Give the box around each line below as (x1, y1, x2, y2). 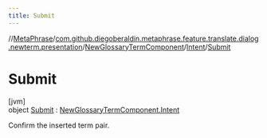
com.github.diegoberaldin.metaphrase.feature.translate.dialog (55, 34, 259, 43)
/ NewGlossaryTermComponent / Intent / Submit (82, 41, 231, 52)
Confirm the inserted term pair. (8, 120, 110, 130)
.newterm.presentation (8, 41, 83, 52)
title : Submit (8, 11, 56, 20)
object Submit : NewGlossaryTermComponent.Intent (8, 104, 180, 114)
